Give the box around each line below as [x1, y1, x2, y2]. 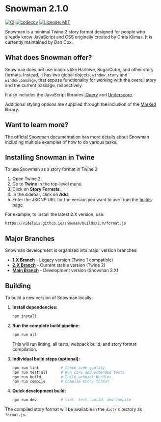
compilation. [12, 346, 38, 352]
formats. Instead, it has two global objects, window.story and [5, 72, 128, 78]
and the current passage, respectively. [5, 82, 83, 88]
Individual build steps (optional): [12, 356, 80, 362]
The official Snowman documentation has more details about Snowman [5, 134, 150, 140]
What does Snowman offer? [5, 54, 92, 62]
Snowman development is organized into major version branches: [5, 247, 138, 253]
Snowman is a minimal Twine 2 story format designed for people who [5, 29, 145, 34]
